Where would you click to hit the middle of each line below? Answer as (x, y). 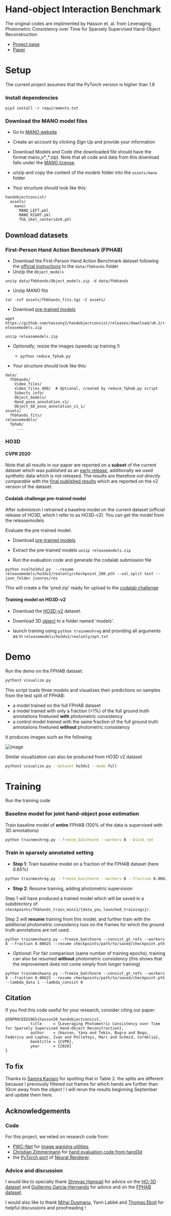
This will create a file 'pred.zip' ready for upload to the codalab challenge (82, 588)
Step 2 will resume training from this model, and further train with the (78, 919)
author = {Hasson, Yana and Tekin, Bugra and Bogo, (90, 1033)
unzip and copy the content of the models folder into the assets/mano (85, 172)
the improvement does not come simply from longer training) (76, 964)
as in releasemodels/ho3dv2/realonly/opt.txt (60, 636)
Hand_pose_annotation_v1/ (42, 402)
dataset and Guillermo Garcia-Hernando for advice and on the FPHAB (78, 1187)
